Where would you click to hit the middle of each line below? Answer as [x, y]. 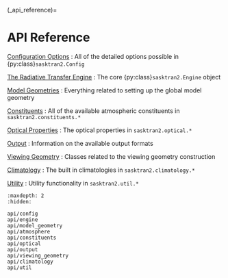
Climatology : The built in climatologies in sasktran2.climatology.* [101, 170]
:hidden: [20, 201]
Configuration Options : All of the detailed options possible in [93, 56]
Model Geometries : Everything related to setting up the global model [104, 90]
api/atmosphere [29, 231]
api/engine [23, 219]
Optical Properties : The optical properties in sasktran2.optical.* [100, 130]
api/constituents [32, 238]
